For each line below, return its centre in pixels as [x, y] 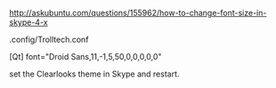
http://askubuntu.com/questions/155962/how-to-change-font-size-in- [138, 13]
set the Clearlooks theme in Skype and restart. [94, 74]
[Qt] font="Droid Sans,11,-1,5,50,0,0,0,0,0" [85, 56]
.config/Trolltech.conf [49, 40]
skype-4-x [28, 22]
